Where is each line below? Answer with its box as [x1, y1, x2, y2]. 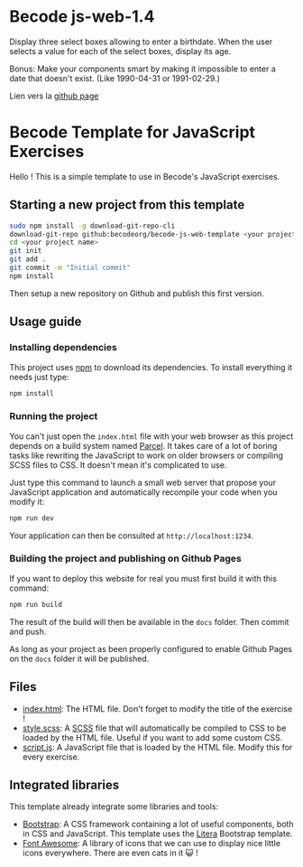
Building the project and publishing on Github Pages [9, 553, 242, 565]
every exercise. [22, 751, 80, 762]
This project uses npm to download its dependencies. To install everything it [9, 361, 293, 372]
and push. [9, 626, 47, 637]
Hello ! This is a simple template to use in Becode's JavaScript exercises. [9, 171, 280, 182]
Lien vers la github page [9, 90, 99, 101]
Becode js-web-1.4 [9, 6, 155, 27]
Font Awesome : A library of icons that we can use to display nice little [22, 838, 281, 849]
